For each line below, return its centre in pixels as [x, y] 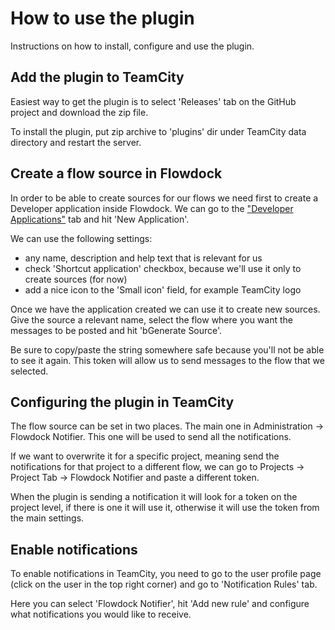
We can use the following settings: [81, 238]
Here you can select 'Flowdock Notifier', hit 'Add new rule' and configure [160, 604]
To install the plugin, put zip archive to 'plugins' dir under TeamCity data [158, 131]
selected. [29, 371]
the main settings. [47, 518]
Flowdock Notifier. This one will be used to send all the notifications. [151, 437]
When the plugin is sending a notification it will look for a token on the [154, 497]
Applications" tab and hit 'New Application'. [100, 219]
